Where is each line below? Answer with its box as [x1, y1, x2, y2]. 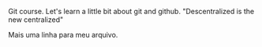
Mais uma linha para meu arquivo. [8, 31, 118, 39]
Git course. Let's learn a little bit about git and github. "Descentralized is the [8, 7, 255, 16]
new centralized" [8, 15, 64, 24]
